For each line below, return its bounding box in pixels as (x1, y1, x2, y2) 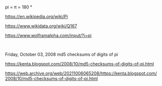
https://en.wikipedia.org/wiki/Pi (5, 14, 68, 19)
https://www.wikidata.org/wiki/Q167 (5, 23, 77, 29)
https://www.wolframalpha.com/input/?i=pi (5, 33, 92, 38)
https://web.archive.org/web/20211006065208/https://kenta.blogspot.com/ (5, 70, 157, 76)
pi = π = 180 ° (5, 4, 33, 10)
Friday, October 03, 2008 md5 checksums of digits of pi (5, 51, 118, 57)
